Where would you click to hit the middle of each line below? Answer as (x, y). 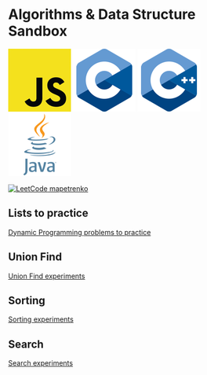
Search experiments (40, 363)
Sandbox (38, 31)
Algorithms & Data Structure (102, 15)
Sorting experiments (41, 319)
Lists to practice (48, 213)
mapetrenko (69, 188)
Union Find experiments (47, 276)
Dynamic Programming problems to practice (80, 232)
